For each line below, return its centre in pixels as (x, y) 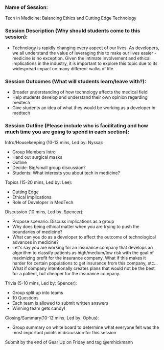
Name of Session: (26, 7)
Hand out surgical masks (37, 157)
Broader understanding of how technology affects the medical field (80, 92)
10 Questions (25, 298)
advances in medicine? (35, 242)
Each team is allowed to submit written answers (60, 303)
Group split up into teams (38, 293)
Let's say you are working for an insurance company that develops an (82, 248)
